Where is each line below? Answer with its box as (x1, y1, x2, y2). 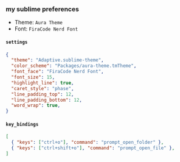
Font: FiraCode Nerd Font (14, 25, 78, 32)
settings (5, 39, 28, 45)
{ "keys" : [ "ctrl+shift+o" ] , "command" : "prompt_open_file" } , (11, 145, 175, 151)
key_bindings (5, 121, 39, 127)
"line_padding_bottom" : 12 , (11, 97, 83, 103)
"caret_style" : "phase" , (11, 85, 74, 91)
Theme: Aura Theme (14, 19, 63, 26)
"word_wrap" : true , (11, 102, 61, 108)
